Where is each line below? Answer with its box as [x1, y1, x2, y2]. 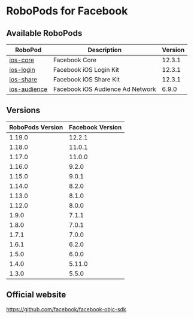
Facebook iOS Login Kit [53, 66, 120, 74]
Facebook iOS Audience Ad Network [53, 85, 157, 93]
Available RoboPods [6, 28, 83, 38]
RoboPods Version [9, 123, 63, 131]
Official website [6, 290, 66, 300]
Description [87, 46, 122, 54]
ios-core [9, 56, 35, 64]
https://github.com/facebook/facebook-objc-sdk [6, 305, 127, 312]
